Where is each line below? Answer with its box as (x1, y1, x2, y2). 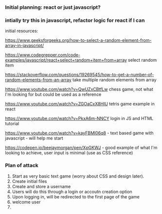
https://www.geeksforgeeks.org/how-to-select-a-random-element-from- (5, 37, 152, 43)
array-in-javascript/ (5, 43, 44, 49)
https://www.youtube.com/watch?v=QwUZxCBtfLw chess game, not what (5, 87, 153, 92)
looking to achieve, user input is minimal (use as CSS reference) (5, 150, 133, 156)
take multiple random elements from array (72, 77, 157, 83)
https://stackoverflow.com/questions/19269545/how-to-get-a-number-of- (5, 72, 154, 78)
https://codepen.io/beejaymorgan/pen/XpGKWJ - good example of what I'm (5, 145, 158, 151)
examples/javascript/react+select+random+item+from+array (5, 57, 127, 63)
